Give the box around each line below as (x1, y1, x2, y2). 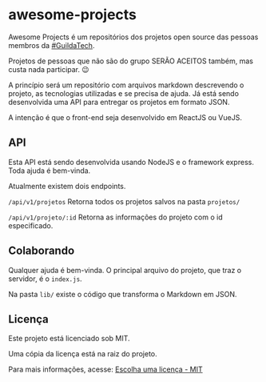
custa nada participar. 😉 (8, 64, 89, 74)
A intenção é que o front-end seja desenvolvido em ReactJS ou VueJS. (8, 112, 242, 122)
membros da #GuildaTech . (8, 40, 95, 50)
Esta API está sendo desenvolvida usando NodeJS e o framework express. (8, 157, 254, 167)
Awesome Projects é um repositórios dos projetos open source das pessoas (8, 32, 259, 42)
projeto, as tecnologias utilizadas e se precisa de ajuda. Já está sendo (8, 88, 240, 98)
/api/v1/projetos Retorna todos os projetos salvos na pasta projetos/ (8, 196, 240, 206)
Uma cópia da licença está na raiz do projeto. (8, 349, 157, 359)
